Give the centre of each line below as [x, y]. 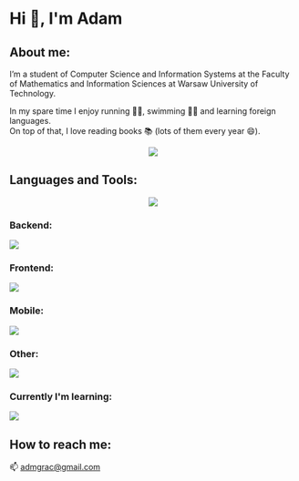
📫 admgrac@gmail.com [55, 467]
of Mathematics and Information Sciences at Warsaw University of [134, 84]
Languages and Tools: [74, 180]
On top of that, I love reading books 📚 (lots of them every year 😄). [135, 131]
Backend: [31, 225]
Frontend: [32, 268]
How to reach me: [61, 444]
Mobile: [26, 311]
